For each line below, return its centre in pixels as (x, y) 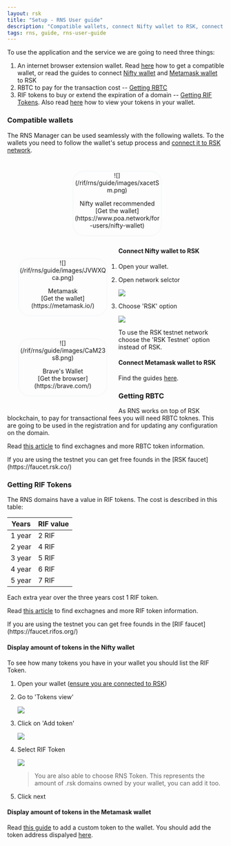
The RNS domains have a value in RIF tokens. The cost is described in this (112, 500)
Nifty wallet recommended (117, 203)
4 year (21, 570)
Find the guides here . (149, 378)
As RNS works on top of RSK (159, 411)
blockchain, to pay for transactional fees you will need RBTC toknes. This (111, 419)
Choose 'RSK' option (148, 306)
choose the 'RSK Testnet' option (164, 339)
